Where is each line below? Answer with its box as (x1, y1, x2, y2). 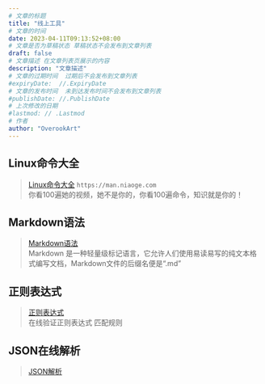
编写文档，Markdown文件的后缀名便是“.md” (35, 259, 182, 268)
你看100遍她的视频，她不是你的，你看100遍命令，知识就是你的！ (27, 189, 244, 199)
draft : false (8, 49, 53, 57)
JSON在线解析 (8, 344, 81, 357)
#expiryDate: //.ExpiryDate (8, 79, 107, 87)
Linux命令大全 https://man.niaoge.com (27, 179, 157, 189)
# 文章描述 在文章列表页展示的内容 (8, 57, 110, 65)
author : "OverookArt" (8, 124, 82, 133)
